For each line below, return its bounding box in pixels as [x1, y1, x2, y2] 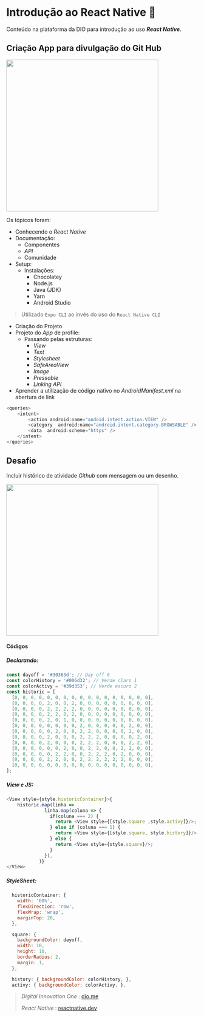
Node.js [33, 279, 53, 287]
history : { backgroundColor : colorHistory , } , [12, 976, 132, 982]
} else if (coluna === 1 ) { [49, 825, 121, 831]
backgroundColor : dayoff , [17, 937, 83, 943]
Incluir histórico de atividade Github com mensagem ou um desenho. [6, 471, 179, 479]
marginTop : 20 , [17, 914, 56, 921]
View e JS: [6, 781, 34, 788]
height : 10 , [17, 948, 47, 954]
